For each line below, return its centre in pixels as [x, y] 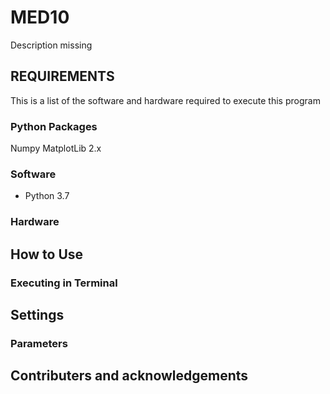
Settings [37, 314]
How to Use [47, 254]
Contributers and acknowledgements [129, 376]
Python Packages [54, 126]
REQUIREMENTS [62, 76]
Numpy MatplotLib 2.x [56, 148]
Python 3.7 [47, 196]
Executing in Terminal [64, 283]
